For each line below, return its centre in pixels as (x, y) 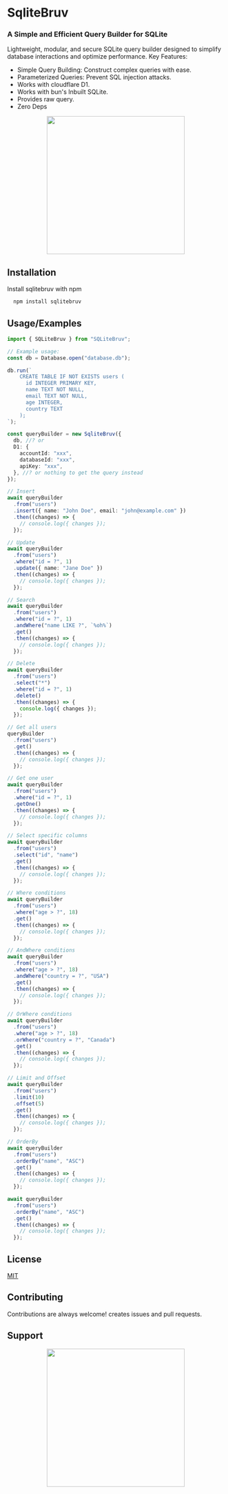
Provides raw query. (45, 99)
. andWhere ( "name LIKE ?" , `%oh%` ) (63, 626)
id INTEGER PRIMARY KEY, (61, 383)
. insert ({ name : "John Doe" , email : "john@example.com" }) (100, 511)
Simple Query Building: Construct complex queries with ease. (104, 70)
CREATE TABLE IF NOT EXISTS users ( (72, 377)
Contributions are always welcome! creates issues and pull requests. (104, 1314)
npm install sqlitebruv (47, 302)
